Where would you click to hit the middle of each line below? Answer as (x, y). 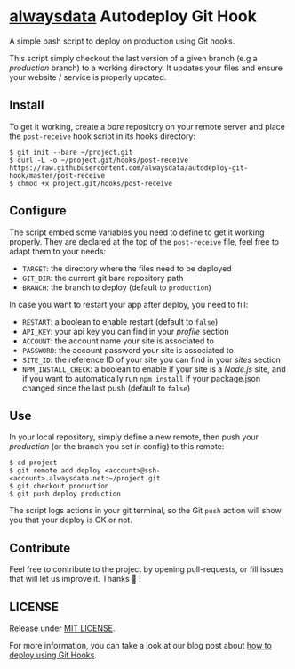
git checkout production (63, 487)
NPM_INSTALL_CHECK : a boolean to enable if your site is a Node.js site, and (154, 369)
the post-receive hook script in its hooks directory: (103, 136)
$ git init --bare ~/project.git (71, 152)
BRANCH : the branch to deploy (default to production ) (116, 287)
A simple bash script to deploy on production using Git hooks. (122, 41)
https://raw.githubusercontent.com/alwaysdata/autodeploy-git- (129, 168)
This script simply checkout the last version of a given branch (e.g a (133, 58)
